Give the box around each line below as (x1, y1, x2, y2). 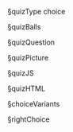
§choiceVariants (7, 99, 60, 108)
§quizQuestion (7, 37, 56, 47)
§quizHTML (7, 83, 45, 93)
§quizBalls (7, 22, 41, 31)
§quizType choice (7, 7, 66, 16)
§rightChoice (7, 115, 50, 124)
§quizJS (7, 68, 34, 78)
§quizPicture (7, 53, 49, 62)
